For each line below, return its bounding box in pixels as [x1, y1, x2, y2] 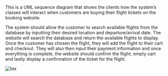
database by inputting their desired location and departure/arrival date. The [5, 30, 161, 35]
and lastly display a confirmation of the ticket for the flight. [5, 56, 126, 62]
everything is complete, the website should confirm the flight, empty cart [5, 51, 156, 57]
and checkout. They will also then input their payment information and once [5, 46, 161, 51]
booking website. [5, 15, 41, 20]
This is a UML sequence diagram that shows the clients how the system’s [5, 4, 156, 10]
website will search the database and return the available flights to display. [5, 35, 159, 41]
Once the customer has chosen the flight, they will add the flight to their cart [5, 40, 163, 46]
